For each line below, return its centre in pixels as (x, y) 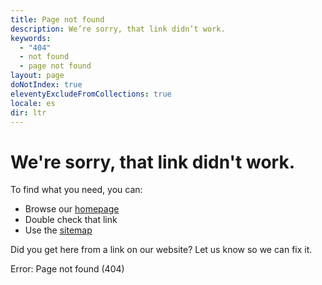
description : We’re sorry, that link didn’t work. (118, 29)
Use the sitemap (58, 230)
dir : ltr (28, 112)
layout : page (37, 76)
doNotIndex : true (46, 85)
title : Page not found (57, 19)
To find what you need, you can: (76, 190)
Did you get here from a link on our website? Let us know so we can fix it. (161, 250)
